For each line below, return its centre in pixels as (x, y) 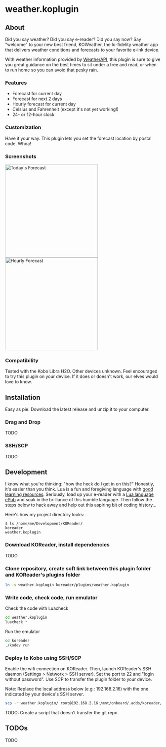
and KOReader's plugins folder (43, 575)
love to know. (19, 382)
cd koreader (17, 640)
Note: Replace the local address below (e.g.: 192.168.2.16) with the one (77, 689)
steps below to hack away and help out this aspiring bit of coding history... (81, 505)
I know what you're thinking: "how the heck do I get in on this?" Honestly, (80, 484)
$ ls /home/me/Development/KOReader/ (44, 524)
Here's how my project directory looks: (45, 515)
